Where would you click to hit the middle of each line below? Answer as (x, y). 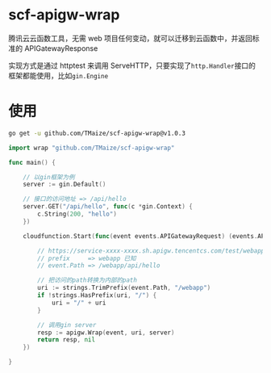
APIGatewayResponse (61, 48)
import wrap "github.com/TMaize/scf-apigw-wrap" (92, 148)
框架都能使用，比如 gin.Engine (58, 75)
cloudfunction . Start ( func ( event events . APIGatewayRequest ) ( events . (140, 236)
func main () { (32, 162)
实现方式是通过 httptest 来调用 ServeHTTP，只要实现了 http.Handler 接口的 (132, 65)
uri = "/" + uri (79, 303)
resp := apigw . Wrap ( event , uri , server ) (106, 333)
